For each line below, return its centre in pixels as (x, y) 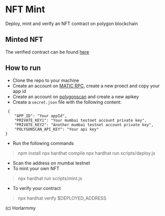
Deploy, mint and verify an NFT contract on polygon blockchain (72, 23)
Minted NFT (24, 40)
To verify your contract (37, 188)
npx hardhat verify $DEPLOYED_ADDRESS (62, 198)
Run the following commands (43, 143)
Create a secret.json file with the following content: (67, 102)
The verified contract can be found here (47, 52)
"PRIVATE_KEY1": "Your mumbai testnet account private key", (80, 120)
